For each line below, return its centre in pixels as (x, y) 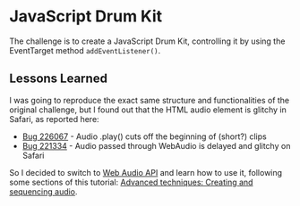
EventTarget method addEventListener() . (85, 50)
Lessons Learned (58, 79)
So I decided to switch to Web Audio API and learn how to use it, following (146, 172)
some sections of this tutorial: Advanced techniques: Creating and (131, 182)
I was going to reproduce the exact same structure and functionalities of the (150, 100)
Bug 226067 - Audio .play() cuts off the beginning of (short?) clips (144, 136)
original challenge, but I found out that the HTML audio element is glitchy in (148, 110)
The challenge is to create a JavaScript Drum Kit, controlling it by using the (147, 41)
